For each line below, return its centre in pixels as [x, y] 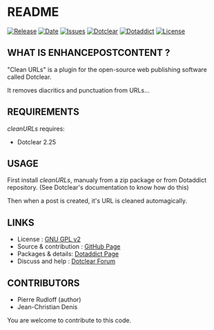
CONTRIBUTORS [43, 283]
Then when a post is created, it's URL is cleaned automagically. [97, 201]
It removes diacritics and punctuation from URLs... [78, 90]
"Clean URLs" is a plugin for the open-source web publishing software [107, 69]
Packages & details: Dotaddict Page [68, 254]
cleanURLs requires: [36, 128]
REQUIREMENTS [43, 112]
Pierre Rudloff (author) [49, 300]
